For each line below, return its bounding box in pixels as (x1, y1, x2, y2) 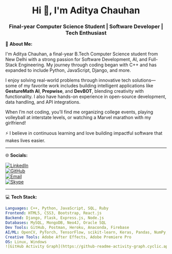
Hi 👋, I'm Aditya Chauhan (32, 5, 140, 16)
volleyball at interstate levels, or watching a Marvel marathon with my (5, 114, 152, 121)
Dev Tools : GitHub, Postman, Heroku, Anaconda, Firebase (5, 225, 130, 230)
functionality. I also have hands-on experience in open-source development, (5, 93, 166, 100)
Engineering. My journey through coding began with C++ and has (18, 62, 157, 68)
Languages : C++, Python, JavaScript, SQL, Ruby (5, 206, 109, 211)
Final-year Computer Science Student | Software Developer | (9, 23, 163, 30)
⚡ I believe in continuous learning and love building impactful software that (5, 130, 163, 136)
